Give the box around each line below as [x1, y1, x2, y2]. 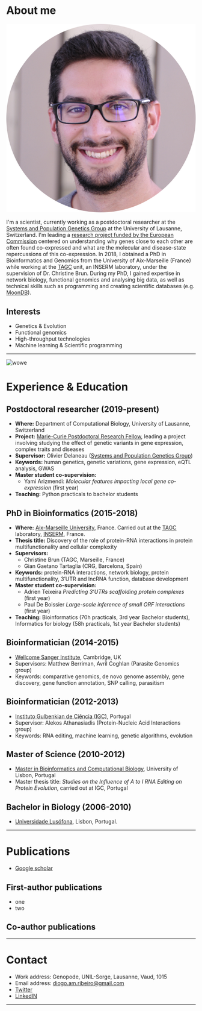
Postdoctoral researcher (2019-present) [6, 404, 159, 414]
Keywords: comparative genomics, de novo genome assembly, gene [14, 673, 185, 680]
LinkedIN [14, 992, 37, 1000]
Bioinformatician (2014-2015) [6, 637, 119, 648]
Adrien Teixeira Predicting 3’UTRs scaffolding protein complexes [23, 588, 185, 595]
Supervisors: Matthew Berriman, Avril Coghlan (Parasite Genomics [14, 660, 180, 667]
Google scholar [14, 865, 53, 872]
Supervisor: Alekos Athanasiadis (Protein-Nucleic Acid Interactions [14, 719, 181, 726]
